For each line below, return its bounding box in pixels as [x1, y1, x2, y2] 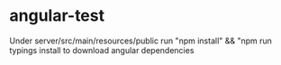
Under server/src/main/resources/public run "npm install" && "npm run [9, 35, 273, 46]
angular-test [9, 5, 105, 26]
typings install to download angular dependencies [9, 44, 195, 55]
